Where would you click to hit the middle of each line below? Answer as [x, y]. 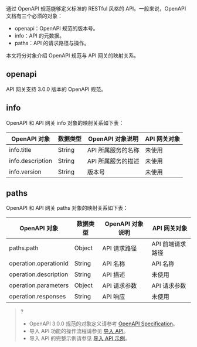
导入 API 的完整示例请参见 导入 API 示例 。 [80, 338]
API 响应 [114, 297]
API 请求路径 [120, 249]
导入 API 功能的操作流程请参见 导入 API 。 [79, 331]
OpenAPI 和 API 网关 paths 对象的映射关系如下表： [67, 208]
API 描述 [114, 275]
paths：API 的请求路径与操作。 [52, 43]
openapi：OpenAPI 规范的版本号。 [56, 28]
